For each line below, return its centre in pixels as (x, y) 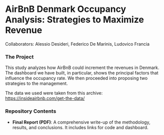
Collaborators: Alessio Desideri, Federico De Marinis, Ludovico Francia (78, 44)
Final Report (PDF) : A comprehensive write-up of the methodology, (81, 122)
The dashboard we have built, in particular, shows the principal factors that (82, 73)
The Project (19, 57)
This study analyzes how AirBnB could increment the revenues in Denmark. (82, 67)
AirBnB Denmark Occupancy (66, 9)
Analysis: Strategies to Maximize (75, 20)
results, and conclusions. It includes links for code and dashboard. (80, 127)
